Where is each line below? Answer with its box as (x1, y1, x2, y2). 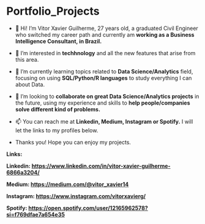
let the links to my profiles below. (15, 127, 99, 134)
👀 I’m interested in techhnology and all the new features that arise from (15, 49, 196, 56)
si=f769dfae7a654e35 (6, 211, 65, 218)
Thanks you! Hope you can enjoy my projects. (15, 138, 132, 146)
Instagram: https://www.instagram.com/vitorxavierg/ (6, 192, 146, 200)
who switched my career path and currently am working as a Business (15, 31, 195, 38)
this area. (15, 56, 39, 63)
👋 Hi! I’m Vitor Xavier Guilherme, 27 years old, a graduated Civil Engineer (15, 24, 199, 32)
